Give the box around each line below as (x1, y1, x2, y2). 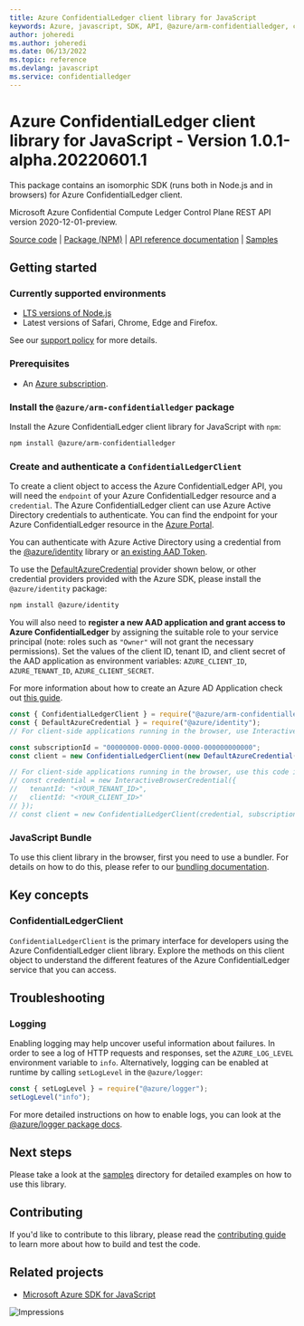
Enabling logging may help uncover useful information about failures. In (9, 1038, 276, 1049)
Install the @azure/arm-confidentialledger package (9, 400, 235, 413)
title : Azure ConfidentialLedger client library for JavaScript (9, 13, 257, 23)
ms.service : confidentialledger (9, 72, 131, 81)
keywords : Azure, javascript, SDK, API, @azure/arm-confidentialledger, (9, 22, 290, 31)
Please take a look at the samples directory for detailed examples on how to (9, 1169, 292, 1179)
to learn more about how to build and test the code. (9, 1238, 201, 1249)
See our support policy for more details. (9, 335, 158, 346)
